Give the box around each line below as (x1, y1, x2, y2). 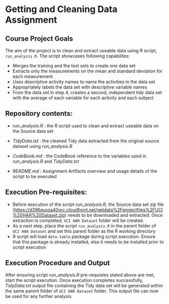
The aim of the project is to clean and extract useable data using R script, (5, 48, 157, 53)
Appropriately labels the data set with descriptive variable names (12, 84, 147, 90)
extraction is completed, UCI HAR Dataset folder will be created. (12, 217, 144, 223)
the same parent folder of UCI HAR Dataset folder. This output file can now (5, 288, 158, 294)
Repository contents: (5, 109, 73, 118)
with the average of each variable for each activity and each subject (12, 95, 154, 101)
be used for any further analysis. (5, 293, 73, 299)
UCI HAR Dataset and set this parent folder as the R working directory (12, 228, 156, 234)
